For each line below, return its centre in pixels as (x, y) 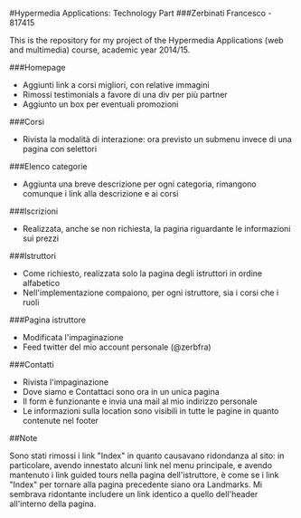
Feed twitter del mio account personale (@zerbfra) (117, 347)
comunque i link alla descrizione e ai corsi (100, 193)
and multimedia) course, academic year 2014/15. (100, 50)
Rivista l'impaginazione (66, 382)
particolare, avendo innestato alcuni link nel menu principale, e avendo (141, 465)
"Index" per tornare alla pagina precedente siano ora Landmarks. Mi (136, 484)
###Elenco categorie (48, 166)
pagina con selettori (60, 149)
